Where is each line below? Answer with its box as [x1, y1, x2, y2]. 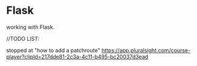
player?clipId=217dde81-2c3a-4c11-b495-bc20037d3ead [6, 53, 149, 60]
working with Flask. [6, 23, 55, 31]
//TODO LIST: [6, 35, 40, 42]
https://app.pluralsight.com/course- [102, 46, 191, 54]
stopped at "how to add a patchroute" [6, 46, 101, 54]
